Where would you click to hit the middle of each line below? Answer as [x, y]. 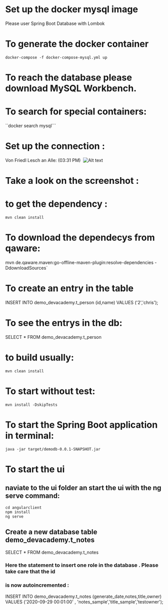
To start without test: [50, 391]
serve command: [32, 496]
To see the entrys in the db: [64, 323]
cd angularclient [24, 507]
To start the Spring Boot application [81, 425]
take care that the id [30, 571]
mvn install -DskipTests [31, 405]
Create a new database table [51, 532]
